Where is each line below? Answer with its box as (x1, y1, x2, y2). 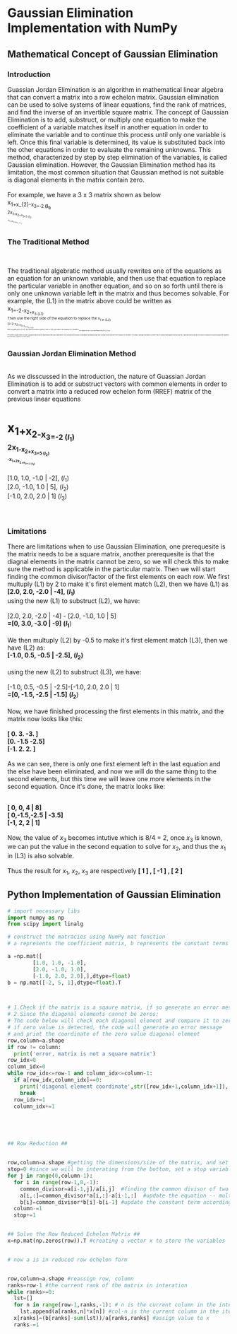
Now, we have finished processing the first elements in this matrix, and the (7, 707, 224, 715)
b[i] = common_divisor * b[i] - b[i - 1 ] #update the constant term (20, 1198, 200, 1206)
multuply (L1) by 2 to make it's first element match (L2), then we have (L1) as (7, 580, 229, 588)
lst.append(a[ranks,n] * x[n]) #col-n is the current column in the (20, 1308, 219, 1316)
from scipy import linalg (7, 920, 83, 928)
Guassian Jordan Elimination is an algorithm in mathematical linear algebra (7, 85, 224, 93)
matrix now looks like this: (7, 714, 83, 722)
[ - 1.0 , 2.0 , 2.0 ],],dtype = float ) (32, 972, 131, 980)
